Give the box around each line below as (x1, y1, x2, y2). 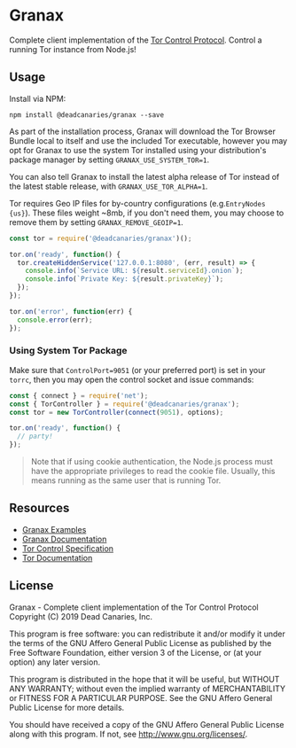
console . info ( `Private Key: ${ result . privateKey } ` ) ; (25, 275, 224, 284)
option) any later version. (9, 657, 100, 667)
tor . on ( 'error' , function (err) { (9, 307, 133, 316)
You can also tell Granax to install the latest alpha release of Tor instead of (9, 171, 280, 182)
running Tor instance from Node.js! (9, 43, 137, 54)
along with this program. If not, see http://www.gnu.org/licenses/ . (9, 729, 248, 739)
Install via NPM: (9, 93, 66, 104)
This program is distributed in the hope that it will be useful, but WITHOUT (9, 674, 280, 684)
